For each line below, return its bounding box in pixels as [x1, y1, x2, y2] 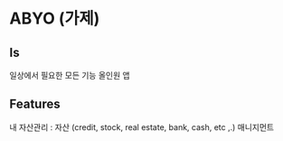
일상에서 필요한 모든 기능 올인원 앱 [9, 70, 130, 80]
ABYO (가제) [9, 8, 100, 29]
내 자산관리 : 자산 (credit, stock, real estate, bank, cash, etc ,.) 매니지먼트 [9, 121, 274, 132]
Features [9, 97, 61, 112]
